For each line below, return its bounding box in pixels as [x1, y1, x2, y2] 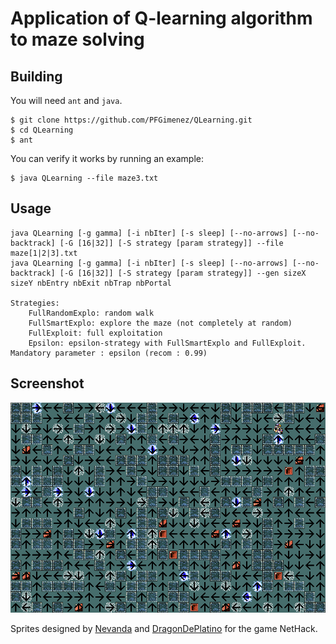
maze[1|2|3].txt [10, 248, 78, 258]
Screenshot [10, 375, 85, 392]
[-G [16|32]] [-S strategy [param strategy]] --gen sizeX [59, 268, 307, 278]
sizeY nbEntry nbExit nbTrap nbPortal [10, 278, 172, 288]
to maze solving [10, 28, 145, 51]
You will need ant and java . [10, 95, 123, 106]
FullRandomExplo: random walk [28, 308, 155, 318]
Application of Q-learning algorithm [10, 7, 313, 30]
